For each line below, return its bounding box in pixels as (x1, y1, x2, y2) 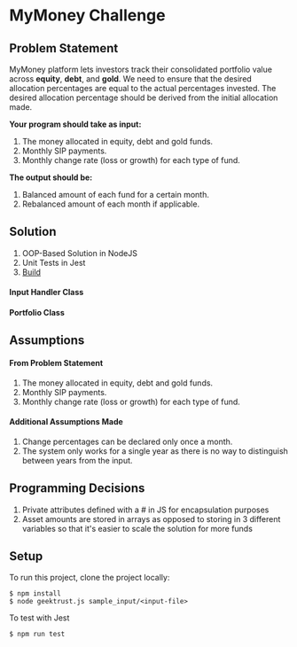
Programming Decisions (9, 480, 145, 496)
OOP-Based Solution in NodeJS (21, 247, 137, 258)
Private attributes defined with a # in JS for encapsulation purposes (21, 504, 270, 515)
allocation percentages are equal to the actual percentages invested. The (9, 83, 277, 93)
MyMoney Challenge (9, 5, 166, 26)
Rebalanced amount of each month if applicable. (21, 199, 200, 209)
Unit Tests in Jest (21, 257, 86, 268)
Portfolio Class (9, 308, 65, 317)
